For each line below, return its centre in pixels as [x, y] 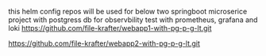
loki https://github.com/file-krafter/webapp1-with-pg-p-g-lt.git [110, 28]
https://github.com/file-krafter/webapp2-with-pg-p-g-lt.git [104, 43]
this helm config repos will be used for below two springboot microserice [128, 11]
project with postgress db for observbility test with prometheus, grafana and [133, 20]
